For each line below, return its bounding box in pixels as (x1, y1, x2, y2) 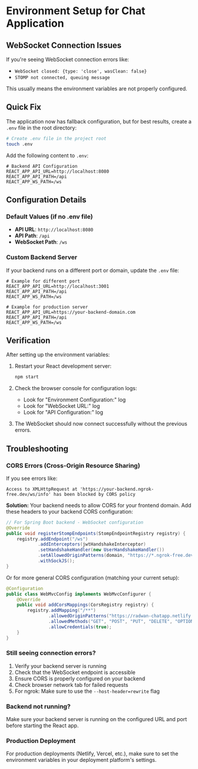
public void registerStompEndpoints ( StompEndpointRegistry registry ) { (6, 530, 186, 536)
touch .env (6, 141, 33, 147)
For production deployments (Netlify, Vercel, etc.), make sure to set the (6, 750, 179, 757)
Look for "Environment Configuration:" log (23, 396, 126, 403)
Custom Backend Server (6, 253, 78, 261)
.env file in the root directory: (6, 124, 77, 131)
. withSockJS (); (37, 558, 75, 564)
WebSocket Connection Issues (6, 40, 122, 50)
